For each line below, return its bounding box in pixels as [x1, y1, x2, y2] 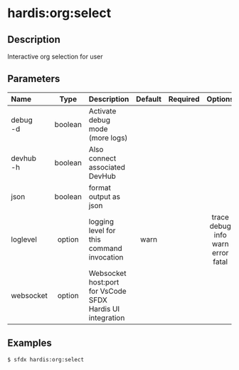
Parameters [7, 73, 60, 85]
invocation [88, 252, 124, 262]
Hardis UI [88, 304, 120, 314]
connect [88, 153, 117, 163]
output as [88, 191, 121, 201]
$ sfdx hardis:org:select [7, 356, 84, 363]
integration [88, 312, 125, 322]
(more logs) [88, 133, 128, 143]
